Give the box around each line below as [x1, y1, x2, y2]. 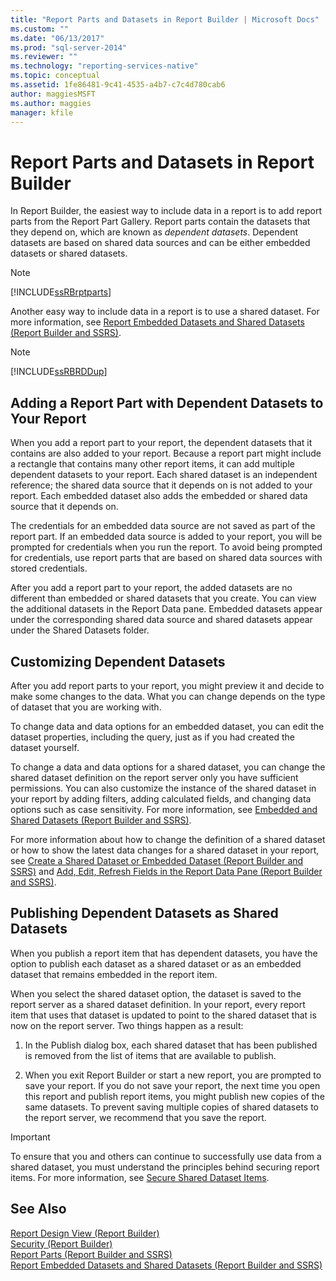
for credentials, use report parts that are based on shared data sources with [10, 552, 323, 564]
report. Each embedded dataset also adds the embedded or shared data [10, 490, 308, 502]
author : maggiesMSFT [10, 89, 97, 99]
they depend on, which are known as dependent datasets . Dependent [10, 226, 299, 238]
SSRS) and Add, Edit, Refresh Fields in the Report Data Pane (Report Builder [10, 865, 323, 877]
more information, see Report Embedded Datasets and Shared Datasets [10, 316, 305, 328]
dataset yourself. [10, 741, 80, 753]
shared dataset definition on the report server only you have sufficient [10, 771, 299, 783]
